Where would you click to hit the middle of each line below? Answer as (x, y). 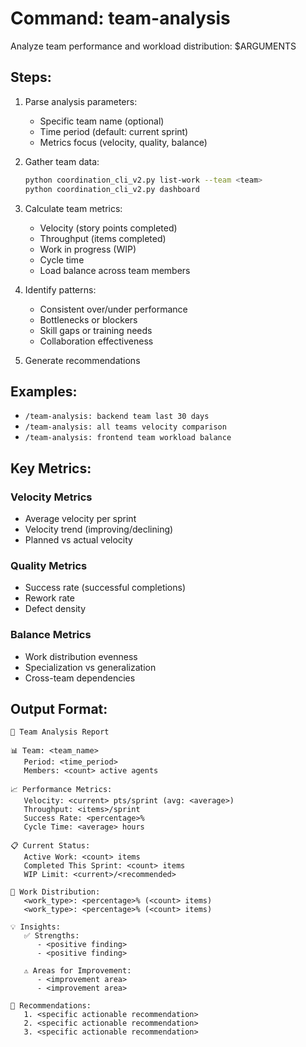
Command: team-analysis (120, 18)
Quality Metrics (49, 565)
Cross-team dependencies (80, 678)
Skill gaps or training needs (96, 330)
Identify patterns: (60, 289)
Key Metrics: (51, 468)
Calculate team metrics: (73, 208)
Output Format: (59, 708)
